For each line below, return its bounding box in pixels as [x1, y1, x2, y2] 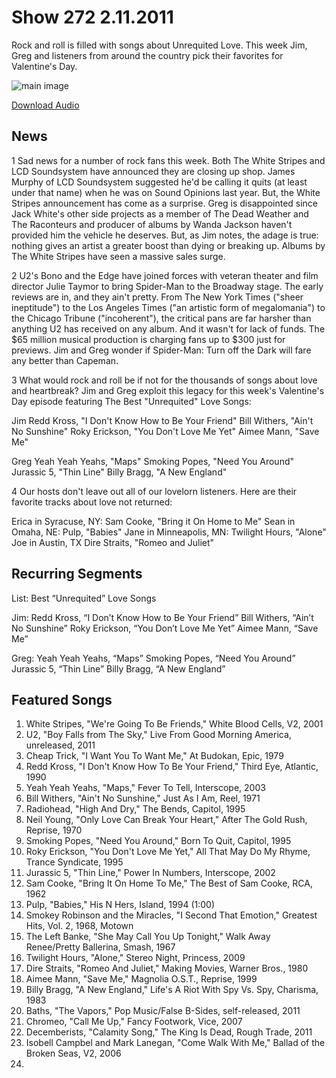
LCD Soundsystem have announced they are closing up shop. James [11, 165, 296, 177]
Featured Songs [11, 691, 113, 708]
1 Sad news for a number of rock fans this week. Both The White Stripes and [11, 154, 326, 166]
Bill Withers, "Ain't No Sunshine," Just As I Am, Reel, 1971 [25, 792, 261, 805]
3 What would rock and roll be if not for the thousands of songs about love [11, 374, 318, 386]
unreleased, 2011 [25, 739, 96, 751]
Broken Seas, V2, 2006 [25, 1047, 122, 1060]
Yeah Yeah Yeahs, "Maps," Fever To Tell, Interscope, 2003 [25, 782, 266, 794]
